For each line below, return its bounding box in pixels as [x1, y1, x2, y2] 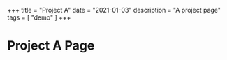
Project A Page [7, 38, 95, 54]
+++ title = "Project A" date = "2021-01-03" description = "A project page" [7, 6, 221, 14]
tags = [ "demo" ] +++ [7, 13, 71, 22]
